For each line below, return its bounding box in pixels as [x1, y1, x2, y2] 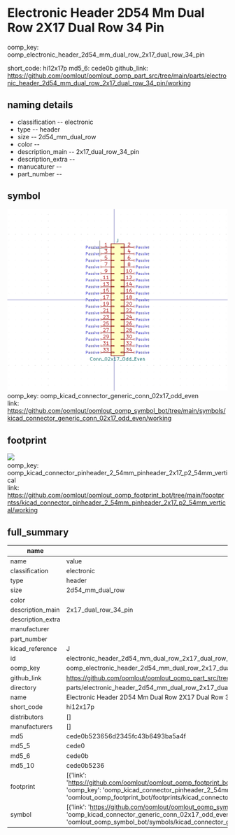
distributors [10, 713, 44, 721]
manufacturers [10, 722, 53, 731]
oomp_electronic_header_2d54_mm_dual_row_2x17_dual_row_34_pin [7, 50, 205, 59]
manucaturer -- [17, 162, 62, 171]
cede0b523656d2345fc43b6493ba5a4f [66, 732, 187, 741]
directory [10, 683, 37, 692]
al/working [7, 506, 38, 514]
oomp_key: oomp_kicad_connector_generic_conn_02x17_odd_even [7, 392, 199, 400]
